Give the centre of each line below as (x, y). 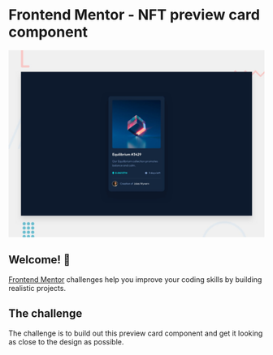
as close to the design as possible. (66, 341)
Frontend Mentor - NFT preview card (134, 15)
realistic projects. (37, 288)
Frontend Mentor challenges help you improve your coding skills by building (135, 279)
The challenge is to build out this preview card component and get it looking (136, 333)
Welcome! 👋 (39, 260)
